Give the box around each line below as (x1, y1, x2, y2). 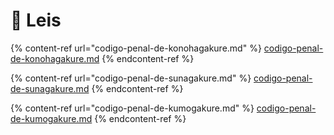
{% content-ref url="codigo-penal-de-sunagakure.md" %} (10, 72, 252, 84)
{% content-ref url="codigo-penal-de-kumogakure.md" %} (10, 102, 255, 114)
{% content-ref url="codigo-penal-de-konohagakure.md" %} (10, 42, 262, 54)
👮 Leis (10, 9, 62, 32)
